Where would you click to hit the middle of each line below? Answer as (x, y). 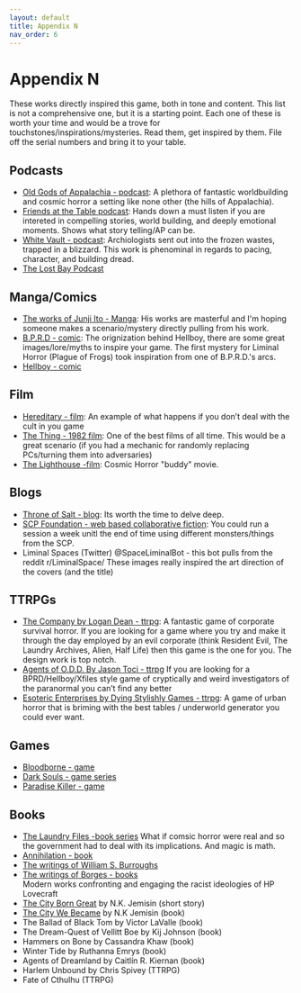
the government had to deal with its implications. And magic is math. (149, 846)
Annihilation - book (58, 855)
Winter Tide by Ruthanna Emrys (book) (94, 951)
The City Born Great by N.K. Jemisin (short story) (113, 903)
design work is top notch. (69, 660)
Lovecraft (40, 894)
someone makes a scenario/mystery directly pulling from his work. (146, 328)
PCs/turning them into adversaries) (87, 455)
